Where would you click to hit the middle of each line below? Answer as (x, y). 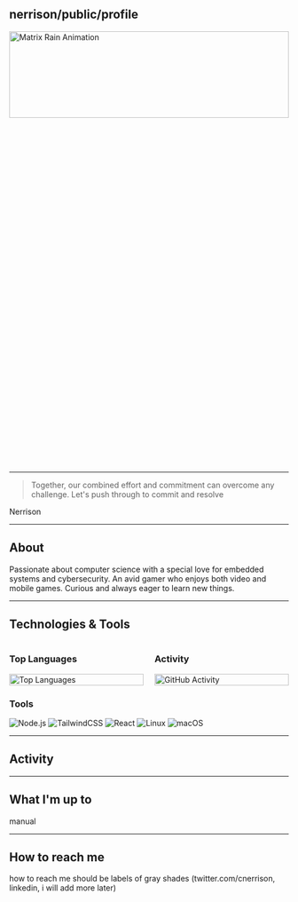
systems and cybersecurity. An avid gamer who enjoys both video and (138, 578)
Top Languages (43, 659)
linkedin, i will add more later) (63, 888)
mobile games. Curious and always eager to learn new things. (122, 588)
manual (23, 821)
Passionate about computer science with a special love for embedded (137, 569)
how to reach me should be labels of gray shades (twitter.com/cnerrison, (142, 879)
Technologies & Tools (70, 625)
